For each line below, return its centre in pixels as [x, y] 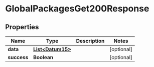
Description [90, 41]
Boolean [43, 57]
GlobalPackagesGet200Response [77, 9]
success [18, 57]
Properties [22, 27]
